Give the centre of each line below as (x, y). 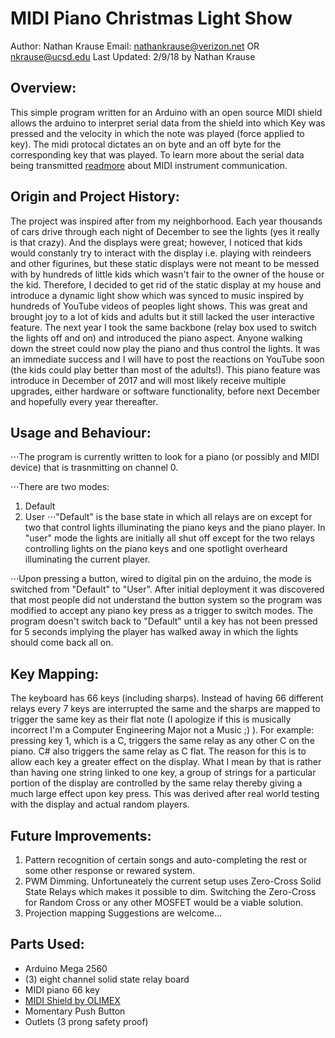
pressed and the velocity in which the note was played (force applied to (157, 133)
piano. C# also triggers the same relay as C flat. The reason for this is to (158, 751)
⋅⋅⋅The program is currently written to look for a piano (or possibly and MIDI (165, 457)
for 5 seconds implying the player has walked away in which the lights (154, 632)
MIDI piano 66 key (62, 989)
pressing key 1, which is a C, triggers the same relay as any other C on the (162, 741)
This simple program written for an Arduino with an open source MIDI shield (166, 112)
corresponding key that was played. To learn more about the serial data (157, 154)
